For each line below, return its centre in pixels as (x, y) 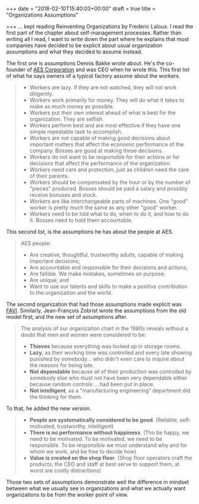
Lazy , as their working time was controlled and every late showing (110, 353)
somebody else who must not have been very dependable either (108, 378)
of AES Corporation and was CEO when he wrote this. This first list (108, 70)
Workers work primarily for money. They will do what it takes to (107, 100)
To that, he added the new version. (49, 408)
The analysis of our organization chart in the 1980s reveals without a (104, 328)
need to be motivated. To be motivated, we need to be (96, 439)
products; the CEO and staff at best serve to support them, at (105, 464)
